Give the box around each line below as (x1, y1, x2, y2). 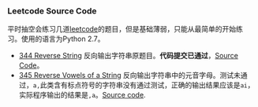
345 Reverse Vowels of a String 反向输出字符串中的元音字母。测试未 (18, 71, 241, 80)
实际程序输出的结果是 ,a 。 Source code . (18, 90, 147, 100)
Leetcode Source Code (7, 6, 97, 17)
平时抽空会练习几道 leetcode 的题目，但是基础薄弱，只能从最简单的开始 (7, 24, 237, 34)
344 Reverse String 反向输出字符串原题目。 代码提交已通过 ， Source (18, 51, 238, 61)
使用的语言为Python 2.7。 (21, 34, 105, 44)
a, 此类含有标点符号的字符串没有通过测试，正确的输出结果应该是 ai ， (32, 80, 255, 90)
